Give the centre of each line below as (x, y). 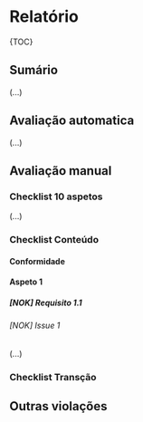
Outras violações (58, 406)
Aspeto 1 (26, 282)
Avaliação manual (61, 171)
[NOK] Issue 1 (35, 326)
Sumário (34, 70)
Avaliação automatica (72, 121)
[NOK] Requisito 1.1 (46, 302)
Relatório (44, 17)
